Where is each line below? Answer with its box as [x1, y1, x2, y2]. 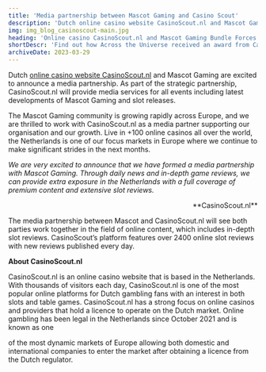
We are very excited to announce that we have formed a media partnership [8, 160, 255, 169]
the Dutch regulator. [8, 355, 74, 364]
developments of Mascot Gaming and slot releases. [8, 96, 177, 105]
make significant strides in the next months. [8, 144, 151, 154]
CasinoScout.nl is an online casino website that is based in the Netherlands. [8, 272, 256, 282]
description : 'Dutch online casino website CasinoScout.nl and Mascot [8, 19, 246, 27]
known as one [8, 323, 54, 332]
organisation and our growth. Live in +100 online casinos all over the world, [8, 128, 253, 137]
